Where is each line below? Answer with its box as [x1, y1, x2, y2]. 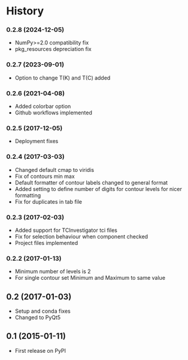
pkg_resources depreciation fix [14, 46, 92, 53]
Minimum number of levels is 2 [14, 268, 91, 275]
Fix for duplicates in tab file [14, 198, 83, 205]
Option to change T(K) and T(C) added [14, 74, 111, 81]
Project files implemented [14, 239, 78, 246]
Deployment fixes [14, 138, 59, 145]
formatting [14, 192, 41, 199]
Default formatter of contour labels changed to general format [14, 179, 168, 186]
